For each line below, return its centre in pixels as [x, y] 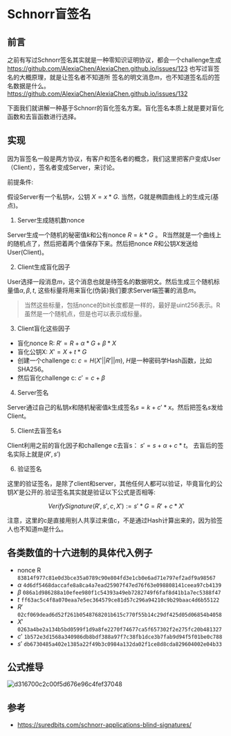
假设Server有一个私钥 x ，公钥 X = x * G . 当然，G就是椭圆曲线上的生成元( [110, 196]
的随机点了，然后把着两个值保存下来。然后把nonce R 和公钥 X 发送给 [103, 243]
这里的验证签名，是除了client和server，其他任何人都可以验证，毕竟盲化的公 [115, 483]
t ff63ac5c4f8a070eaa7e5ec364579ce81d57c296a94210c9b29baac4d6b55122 [118, 599]
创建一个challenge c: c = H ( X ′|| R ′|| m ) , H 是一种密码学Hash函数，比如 [114, 360]
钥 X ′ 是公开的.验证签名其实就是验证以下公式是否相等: [81, 492]
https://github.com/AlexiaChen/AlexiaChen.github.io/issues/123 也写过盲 [111, 69]
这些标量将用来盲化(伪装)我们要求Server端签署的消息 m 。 [119, 290]
